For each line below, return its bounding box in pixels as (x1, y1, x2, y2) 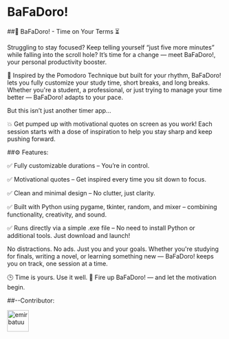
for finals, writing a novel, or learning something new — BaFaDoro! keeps (7, 252, 215, 260)
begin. (7, 283, 25, 291)
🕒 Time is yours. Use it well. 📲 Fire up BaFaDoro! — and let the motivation (7, 273, 217, 281)
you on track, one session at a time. (7, 259, 108, 267)
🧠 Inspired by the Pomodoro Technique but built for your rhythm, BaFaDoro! (7, 71, 221, 79)
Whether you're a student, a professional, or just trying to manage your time (7, 85, 222, 94)
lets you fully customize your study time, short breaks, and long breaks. (7, 78, 210, 87)
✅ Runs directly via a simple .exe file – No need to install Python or (7, 223, 196, 232)
